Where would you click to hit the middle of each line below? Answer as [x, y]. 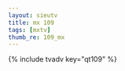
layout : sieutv [33, 15]
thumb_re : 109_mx [37, 37]
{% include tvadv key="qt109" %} [63, 59]
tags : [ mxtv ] [29, 30]
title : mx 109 [31, 23]
